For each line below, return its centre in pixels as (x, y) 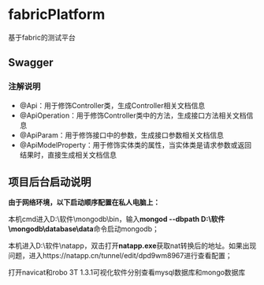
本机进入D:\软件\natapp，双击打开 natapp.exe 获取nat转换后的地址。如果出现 (132, 246)
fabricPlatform (57, 15)
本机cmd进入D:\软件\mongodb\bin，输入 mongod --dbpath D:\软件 (117, 219)
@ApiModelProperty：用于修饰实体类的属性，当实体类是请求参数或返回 (136, 144)
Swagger (31, 63)
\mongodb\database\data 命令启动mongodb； (84, 229)
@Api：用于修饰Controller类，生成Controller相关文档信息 (112, 105)
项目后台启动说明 (50, 182)
